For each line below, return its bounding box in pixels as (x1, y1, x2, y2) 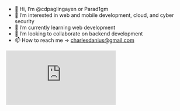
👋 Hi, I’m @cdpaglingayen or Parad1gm (14, 6, 109, 12)
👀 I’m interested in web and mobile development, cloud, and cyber (14, 12, 174, 19)
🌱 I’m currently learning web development (14, 24, 116, 31)
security (14, 18, 35, 24)
